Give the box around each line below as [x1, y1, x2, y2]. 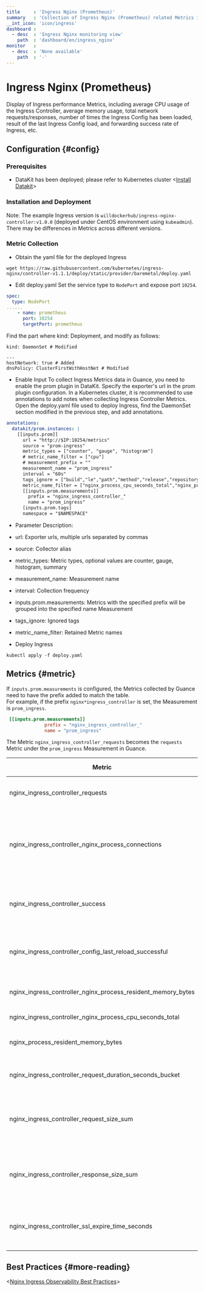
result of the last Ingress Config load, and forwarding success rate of [6, 120, 179, 127]
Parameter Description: [15, 521, 73, 529]
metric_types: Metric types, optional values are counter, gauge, [15, 557, 174, 564]
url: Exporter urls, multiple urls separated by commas [15, 533, 149, 540]
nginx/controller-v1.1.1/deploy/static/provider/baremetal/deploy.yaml [6, 270, 191, 277]
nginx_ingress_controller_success [9, 900, 106, 908]
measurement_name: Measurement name [15, 575, 120, 582]
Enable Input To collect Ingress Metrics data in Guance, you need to [15, 376, 185, 383]
